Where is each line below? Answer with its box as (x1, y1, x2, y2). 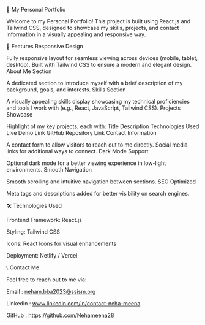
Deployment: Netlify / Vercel (6, 252, 78, 259)
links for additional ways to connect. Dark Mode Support (6, 148, 149, 155)
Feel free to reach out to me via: (6, 276, 87, 283)
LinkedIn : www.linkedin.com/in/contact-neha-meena (6, 300, 141, 307)
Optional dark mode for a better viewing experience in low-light (6, 159, 166, 167)
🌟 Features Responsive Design (6, 43, 84, 50)
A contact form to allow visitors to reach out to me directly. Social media (6, 141, 188, 148)
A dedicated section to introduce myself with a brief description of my (6, 80, 183, 86)
